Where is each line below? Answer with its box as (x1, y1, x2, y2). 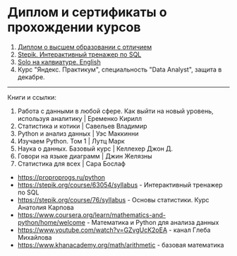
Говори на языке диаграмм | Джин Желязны (17, 151, 153, 160)
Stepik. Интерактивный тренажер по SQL (17, 50, 142, 59)
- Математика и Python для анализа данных (87, 218, 219, 226)
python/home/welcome (17, 218, 86, 226)
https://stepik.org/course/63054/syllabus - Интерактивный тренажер (17, 180, 224, 189)
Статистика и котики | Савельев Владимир (17, 122, 147, 130)
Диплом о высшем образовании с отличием (17, 42, 152, 51)
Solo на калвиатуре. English (17, 57, 101, 66)
